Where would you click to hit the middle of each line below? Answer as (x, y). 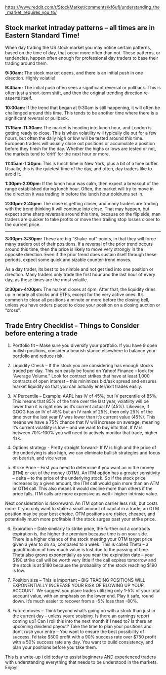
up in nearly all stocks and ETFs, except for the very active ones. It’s (75, 294)
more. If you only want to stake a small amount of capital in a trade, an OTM (82, 508)
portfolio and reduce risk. (38, 356)
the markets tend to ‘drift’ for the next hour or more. (58, 154)
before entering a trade (41, 333)
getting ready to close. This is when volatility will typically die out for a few (81, 133)
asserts (13, 98)
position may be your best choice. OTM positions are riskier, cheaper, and (80, 514)
